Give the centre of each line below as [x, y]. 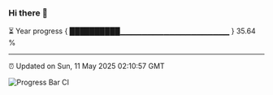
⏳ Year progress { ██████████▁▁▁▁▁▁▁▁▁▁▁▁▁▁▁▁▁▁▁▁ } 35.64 [132, 31]
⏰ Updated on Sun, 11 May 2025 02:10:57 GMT [87, 66]
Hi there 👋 [28, 13]
